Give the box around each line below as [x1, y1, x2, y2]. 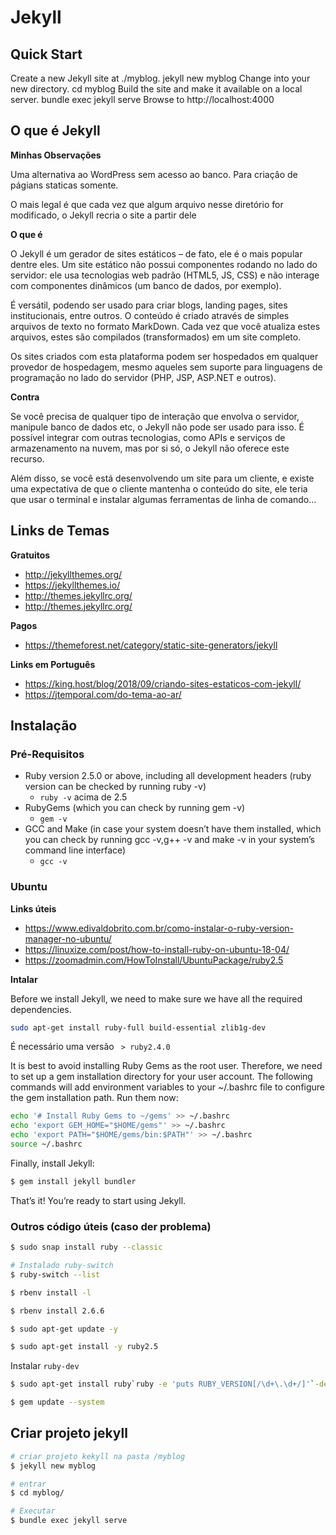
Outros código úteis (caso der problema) [10, 1219, 212, 1233]
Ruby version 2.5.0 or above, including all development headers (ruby [24, 770, 312, 782]
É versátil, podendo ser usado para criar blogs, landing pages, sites [10, 299, 288, 311]
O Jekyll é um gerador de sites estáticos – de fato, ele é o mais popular [10, 247, 303, 260]
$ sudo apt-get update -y [10, 1324, 118, 1334]
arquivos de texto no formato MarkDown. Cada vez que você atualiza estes [10, 320, 321, 332]
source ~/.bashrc [10, 1139, 83, 1150]
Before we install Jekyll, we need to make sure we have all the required [10, 992, 303, 1005]
